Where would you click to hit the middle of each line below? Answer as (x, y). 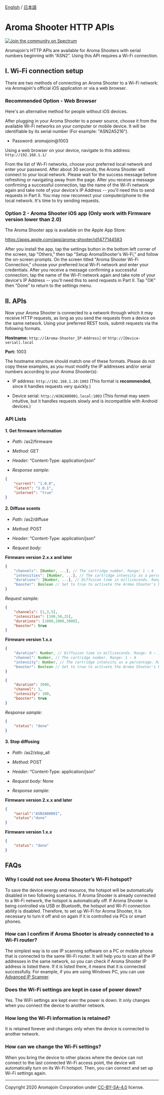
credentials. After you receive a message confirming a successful (71, 270)
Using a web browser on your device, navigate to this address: (68, 151)
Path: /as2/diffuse (30, 519)
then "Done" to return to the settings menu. (49, 285)
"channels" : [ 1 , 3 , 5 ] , (36, 612)
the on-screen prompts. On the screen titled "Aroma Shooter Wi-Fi (72, 259)
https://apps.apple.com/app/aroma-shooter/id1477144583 (64, 240)
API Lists (16, 419)
